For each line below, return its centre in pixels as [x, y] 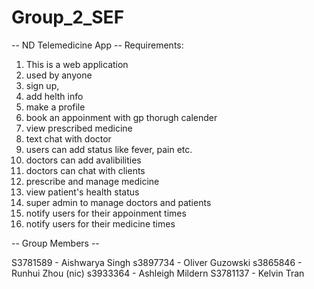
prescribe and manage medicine [92, 181]
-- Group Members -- [55, 243]
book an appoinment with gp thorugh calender [121, 117]
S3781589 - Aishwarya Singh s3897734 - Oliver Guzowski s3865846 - [157, 262]
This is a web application [77, 64]
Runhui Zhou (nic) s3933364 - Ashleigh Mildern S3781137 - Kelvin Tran [158, 273]
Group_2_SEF [68, 17]
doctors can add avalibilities [83, 160]
